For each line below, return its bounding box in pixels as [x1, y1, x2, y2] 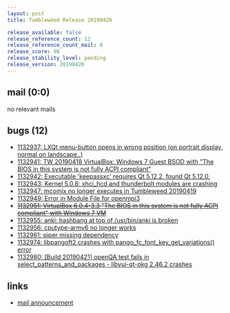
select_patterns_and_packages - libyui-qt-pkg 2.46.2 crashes [17, 260, 193, 269]
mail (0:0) [7, 87, 50, 99]
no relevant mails [7, 105, 56, 113]
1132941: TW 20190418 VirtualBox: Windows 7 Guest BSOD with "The [17, 158, 214, 166]
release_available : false [7, 29, 81, 36]
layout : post [7, 10, 45, 17]
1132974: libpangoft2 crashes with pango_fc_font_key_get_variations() [17, 239, 215, 247]
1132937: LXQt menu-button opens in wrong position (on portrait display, [17, 143, 223, 152]
